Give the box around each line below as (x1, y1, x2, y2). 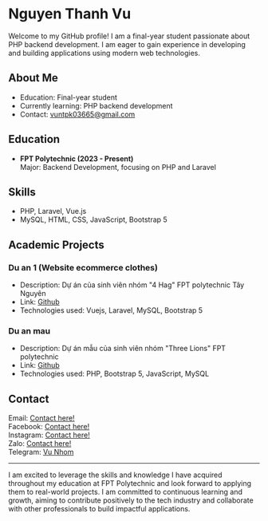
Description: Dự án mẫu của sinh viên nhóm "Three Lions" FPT (19, 344, 226, 353)
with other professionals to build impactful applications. (8, 504, 191, 514)
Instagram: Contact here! (8, 430, 90, 440)
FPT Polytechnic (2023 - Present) (19, 153, 134, 164)
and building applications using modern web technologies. (8, 48, 201, 57)
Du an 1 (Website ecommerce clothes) (8, 262, 158, 273)
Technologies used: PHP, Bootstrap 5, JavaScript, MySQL (19, 369, 210, 379)
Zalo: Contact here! (8, 439, 72, 448)
